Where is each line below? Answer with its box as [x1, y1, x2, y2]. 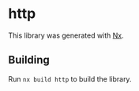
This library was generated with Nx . [8, 31, 124, 40]
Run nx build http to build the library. [8, 74, 132, 83]
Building [8, 53, 50, 67]
